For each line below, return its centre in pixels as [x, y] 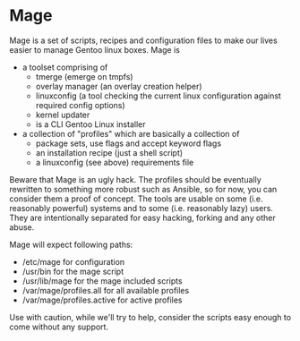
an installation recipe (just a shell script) [109, 152]
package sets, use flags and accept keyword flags [129, 143]
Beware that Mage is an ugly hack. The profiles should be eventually [135, 179]
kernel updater [63, 115]
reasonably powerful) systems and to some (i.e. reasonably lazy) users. [141, 208]
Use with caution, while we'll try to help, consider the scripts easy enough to [150, 317]
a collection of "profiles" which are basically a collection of [131, 133]
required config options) [80, 105]
